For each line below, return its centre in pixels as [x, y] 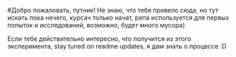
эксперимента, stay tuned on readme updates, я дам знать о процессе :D [117, 46]
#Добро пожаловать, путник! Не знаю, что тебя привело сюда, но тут [113, 10]
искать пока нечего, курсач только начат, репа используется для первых [118, 18]
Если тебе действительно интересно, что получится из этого [99, 39]
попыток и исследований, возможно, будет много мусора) [96, 25]
